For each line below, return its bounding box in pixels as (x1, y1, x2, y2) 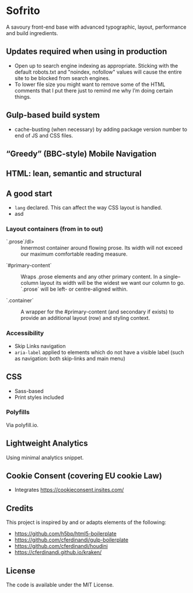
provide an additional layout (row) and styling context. (20, 315, 150, 322)
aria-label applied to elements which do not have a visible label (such (14, 349, 185, 356)
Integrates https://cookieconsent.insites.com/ (14, 487, 124, 494)
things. (14, 93, 31, 100)
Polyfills (6, 408, 30, 416)
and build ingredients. (6, 29, 58, 36)
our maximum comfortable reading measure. (20, 250, 128, 258)
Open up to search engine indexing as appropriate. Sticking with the (14, 62, 178, 69)
